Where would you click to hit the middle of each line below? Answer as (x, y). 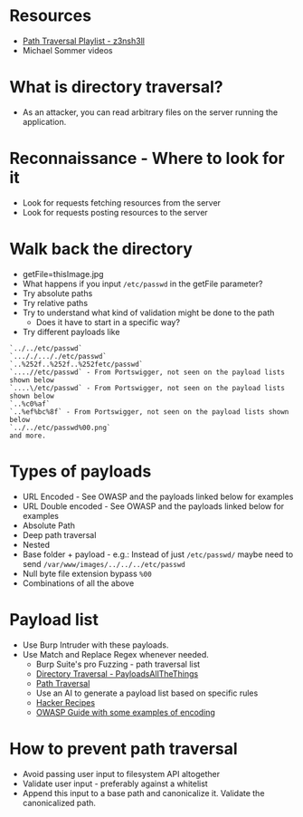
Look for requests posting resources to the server (115, 212)
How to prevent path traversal (123, 749)
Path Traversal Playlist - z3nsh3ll (83, 41)
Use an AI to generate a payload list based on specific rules (147, 693)
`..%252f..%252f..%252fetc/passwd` (76, 364)
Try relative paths (55, 303)
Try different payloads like (71, 332)
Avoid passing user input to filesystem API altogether (121, 774)
